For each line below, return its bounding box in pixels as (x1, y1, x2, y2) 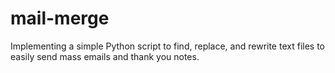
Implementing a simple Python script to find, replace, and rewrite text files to (10, 40, 325, 52)
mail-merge (10, 7, 110, 30)
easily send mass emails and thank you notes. (10, 50, 200, 62)
